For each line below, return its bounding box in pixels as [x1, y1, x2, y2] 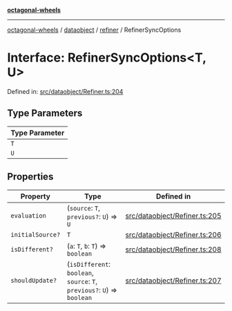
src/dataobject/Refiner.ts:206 [125, 229, 222, 239]
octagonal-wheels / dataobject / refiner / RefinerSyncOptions [7, 26, 182, 34]
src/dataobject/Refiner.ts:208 [125, 245, 222, 254]
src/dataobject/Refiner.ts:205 [125, 211, 222, 220]
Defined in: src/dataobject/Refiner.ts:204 [7, 87, 124, 95]
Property [20, 191, 50, 201]
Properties [7, 171, 54, 182]
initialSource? [10, 231, 61, 238]
